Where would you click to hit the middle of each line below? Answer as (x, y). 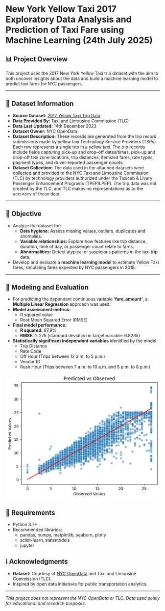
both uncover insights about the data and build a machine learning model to (82, 79)
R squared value (36, 315)
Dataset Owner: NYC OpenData (45, 131)
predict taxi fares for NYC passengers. (44, 84)
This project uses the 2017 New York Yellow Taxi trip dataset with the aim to (82, 73)
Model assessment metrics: (42, 310)
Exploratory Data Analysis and (69, 19)
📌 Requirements (30, 513)
